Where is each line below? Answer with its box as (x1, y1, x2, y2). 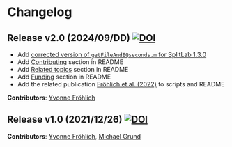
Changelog (7, 4, 72, 20)
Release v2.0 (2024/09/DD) (7, 32, 130, 44)
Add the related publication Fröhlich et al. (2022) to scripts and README (17, 80, 225, 88)
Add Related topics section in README (17, 65, 129, 73)
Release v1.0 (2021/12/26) (7, 114, 123, 125)
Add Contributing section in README (17, 58, 124, 66)
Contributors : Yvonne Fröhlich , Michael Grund (7, 132, 141, 140)
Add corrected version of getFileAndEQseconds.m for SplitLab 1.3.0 (17, 50, 207, 59)
